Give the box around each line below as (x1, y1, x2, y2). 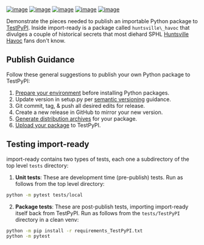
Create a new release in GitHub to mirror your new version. (15, 108, 163, 116)
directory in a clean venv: (15, 216, 79, 223)
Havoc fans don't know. (6, 37, 66, 44)
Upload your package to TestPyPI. (15, 121, 101, 129)
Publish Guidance (6, 55, 75, 65)
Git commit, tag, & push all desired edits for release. (15, 102, 145, 109)
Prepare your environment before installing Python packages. (15, 89, 169, 96)
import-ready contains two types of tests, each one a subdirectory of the (6, 155, 190, 163)
